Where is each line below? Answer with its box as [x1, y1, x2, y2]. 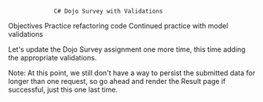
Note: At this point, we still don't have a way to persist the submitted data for [8, 68, 256, 78]
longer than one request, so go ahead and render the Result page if [8, 77, 226, 86]
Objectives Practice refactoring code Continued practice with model [8, 21, 228, 31]
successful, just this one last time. [8, 85, 118, 94]
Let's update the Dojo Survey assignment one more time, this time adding [8, 45, 246, 54]
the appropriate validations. [8, 53, 97, 62]
